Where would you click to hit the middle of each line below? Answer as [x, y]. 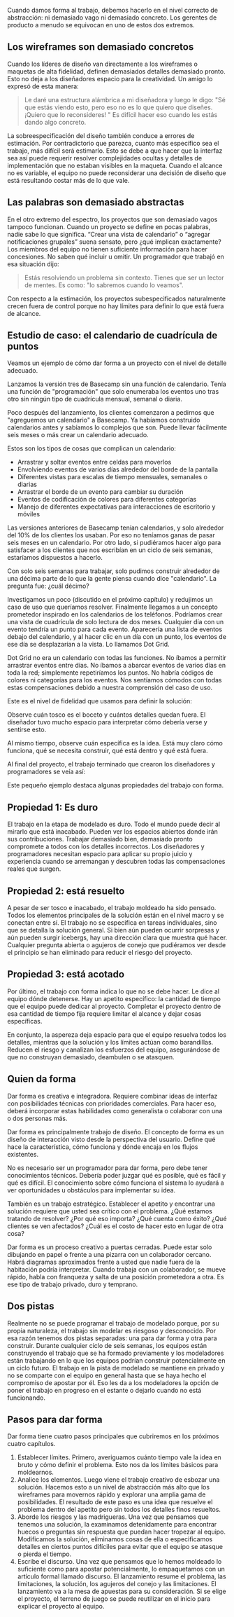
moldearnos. [36, 1472]
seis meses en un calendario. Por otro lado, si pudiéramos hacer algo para [114, 543]
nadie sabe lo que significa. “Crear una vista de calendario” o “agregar [109, 234]
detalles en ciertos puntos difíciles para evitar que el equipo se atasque [120, 1547]
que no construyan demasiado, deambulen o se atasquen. [91, 1057]
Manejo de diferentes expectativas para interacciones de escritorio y [116, 507]
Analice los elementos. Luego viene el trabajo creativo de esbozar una [118, 1480]
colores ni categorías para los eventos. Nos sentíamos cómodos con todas [115, 680]
